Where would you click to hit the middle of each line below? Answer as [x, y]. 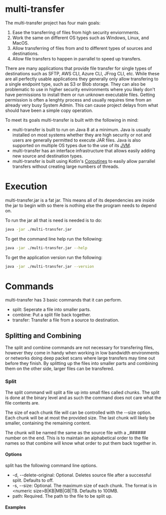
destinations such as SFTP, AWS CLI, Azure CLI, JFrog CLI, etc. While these [82, 73]
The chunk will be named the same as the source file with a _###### [76, 432]
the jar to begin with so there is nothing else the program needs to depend [81, 205]
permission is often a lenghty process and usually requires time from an [78, 100]
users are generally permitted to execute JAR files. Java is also [77, 140]
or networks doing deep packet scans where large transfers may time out [80, 358]
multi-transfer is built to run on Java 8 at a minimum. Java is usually [81, 129]
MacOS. [21, 43]
